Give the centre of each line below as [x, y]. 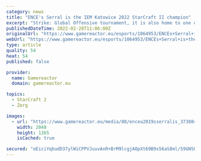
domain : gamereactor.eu [41, 83]
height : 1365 [33, 133]
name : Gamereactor [35, 78]
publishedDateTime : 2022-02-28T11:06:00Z [59, 28]
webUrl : [16, 39]
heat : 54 [17, 56]
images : [16, 116]
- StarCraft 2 [29, 100]
